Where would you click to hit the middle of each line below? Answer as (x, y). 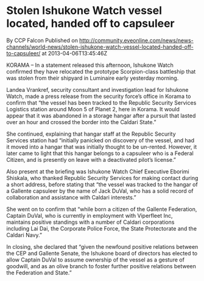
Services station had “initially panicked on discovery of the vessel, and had (100, 140)
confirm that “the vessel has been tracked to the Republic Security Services (101, 102)
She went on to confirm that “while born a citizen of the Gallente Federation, (102, 209)
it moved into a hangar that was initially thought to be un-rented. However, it (101, 147)
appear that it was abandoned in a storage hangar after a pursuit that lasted (101, 116)
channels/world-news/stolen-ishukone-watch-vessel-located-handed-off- (100, 47)
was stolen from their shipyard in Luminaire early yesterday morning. (93, 78)
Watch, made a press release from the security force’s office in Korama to (99, 96)
